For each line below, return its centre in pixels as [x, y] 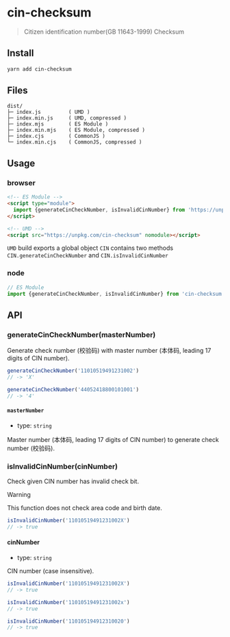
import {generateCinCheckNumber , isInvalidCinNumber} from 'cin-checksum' [116, 294]
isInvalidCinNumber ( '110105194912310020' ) [68, 621]
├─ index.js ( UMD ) [49, 112]
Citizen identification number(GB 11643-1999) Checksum [104, 32]
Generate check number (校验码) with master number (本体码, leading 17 [109, 351]
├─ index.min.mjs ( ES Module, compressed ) [76, 130]
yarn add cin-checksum [39, 69]
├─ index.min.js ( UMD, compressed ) [67, 118]
